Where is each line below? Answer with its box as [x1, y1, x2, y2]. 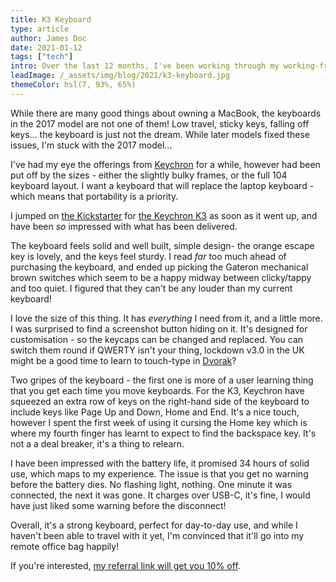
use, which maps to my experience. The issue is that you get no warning [10, 467, 309, 480]
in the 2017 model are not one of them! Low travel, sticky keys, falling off [10, 117, 310, 130]
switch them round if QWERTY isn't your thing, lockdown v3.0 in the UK [10, 344, 305, 356]
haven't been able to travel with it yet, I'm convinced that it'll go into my [10, 529, 305, 541]
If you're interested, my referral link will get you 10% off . [10, 559, 241, 571]
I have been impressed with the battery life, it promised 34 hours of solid [10, 457, 310, 469]
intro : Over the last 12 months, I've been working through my [10, 61, 280, 71]
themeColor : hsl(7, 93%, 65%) [10, 80, 137, 90]
